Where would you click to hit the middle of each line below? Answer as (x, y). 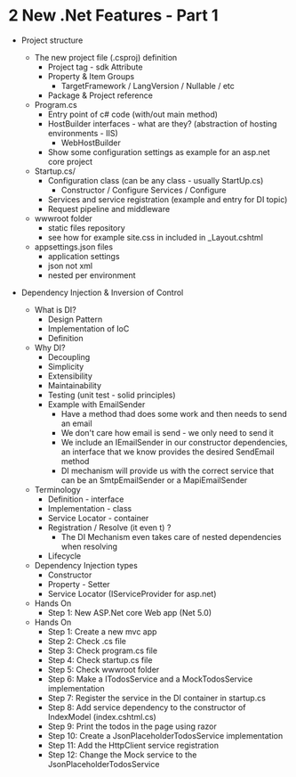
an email (76, 423)
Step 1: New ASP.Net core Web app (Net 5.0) (130, 612)
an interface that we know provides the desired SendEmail (168, 452)
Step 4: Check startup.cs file (100, 659)
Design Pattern (75, 319)
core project (70, 161)
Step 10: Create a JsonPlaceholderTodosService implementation (165, 735)
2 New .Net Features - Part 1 (113, 16)
